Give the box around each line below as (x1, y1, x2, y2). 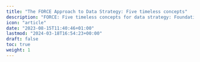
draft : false (6, 36, 39, 42)
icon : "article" (6, 19, 46, 25)
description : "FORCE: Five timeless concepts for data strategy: (6, 14, 171, 20)
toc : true (6, 42, 31, 48)
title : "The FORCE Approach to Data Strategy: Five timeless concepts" (6, 8, 187, 15)
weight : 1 (6, 47, 31, 53)
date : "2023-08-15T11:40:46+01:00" (6, 25, 95, 31)
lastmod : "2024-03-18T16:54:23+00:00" (6, 31, 102, 37)
